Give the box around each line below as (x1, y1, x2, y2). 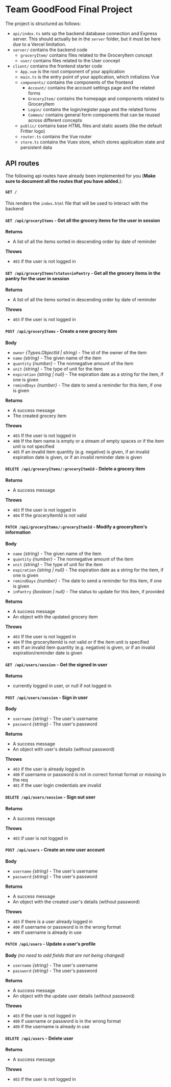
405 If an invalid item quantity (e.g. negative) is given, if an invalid (12, 448, 150, 455)
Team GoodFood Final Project (5, 4, 133, 15)
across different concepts (28, 117, 83, 123)
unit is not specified (12, 443, 55, 449)
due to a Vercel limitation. (12, 41, 66, 47)
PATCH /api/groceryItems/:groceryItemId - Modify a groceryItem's (5, 524, 148, 530)
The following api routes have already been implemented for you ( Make (5, 173, 156, 179)
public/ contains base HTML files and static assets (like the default (20, 123, 162, 129)
